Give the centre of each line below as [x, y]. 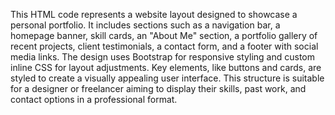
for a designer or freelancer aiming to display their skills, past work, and [158, 88]
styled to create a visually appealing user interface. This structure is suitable [167, 78]
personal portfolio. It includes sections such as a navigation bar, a [145, 25]
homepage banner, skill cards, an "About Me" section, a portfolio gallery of [164, 35]
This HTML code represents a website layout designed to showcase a [154, 14]
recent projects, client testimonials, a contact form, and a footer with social [164, 46]
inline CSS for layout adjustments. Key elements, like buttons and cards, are [166, 67]
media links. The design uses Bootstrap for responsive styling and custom [163, 57]
